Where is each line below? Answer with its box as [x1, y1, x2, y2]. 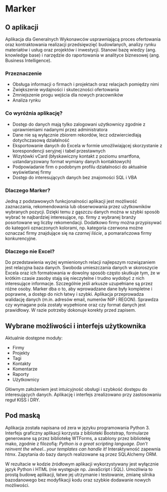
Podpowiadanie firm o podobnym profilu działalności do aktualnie [12, 164, 147, 170]
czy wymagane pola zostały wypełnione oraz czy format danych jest [5, 302, 146, 308]
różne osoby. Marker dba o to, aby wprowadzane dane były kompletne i [5, 286, 153, 292]
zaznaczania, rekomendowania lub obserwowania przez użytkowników [5, 203, 151, 209]
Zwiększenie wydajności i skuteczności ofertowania [12, 87, 119, 93]
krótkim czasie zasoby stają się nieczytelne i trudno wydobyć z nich [5, 275, 145, 281]
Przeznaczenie [5, 70, 42, 77]
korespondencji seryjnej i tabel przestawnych [12, 148, 106, 154]
